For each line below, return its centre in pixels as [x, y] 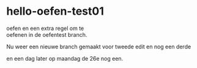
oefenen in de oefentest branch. [47, 34]
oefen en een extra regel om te [45, 28]
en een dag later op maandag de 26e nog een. [65, 58]
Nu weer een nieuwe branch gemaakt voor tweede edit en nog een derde [99, 47]
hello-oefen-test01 [55, 11]
